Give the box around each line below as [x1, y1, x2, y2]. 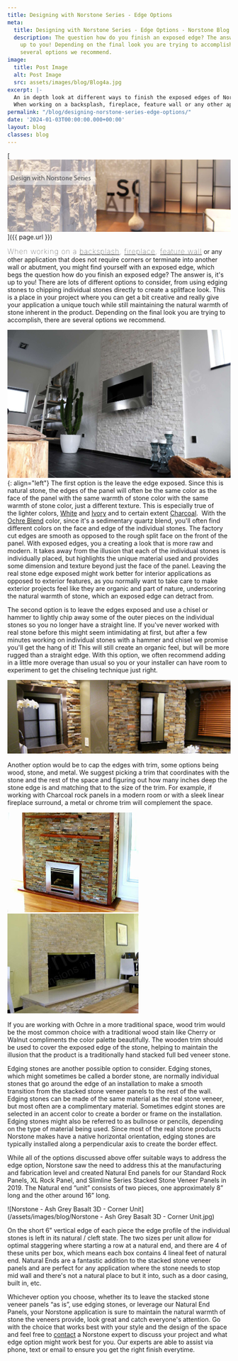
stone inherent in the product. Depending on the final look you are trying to [7, 309, 226, 317]
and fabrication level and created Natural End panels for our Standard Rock [7, 1169, 227, 1177]
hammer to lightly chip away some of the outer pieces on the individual [7, 613, 215, 622]
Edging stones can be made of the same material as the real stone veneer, [7, 1094, 225, 1103]
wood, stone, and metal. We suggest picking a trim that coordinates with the [7, 768, 230, 777]
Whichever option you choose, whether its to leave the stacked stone [7, 1293, 210, 1301]
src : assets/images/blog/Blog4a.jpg [13, 79, 122, 86]
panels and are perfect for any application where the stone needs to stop [7, 1264, 221, 1272]
